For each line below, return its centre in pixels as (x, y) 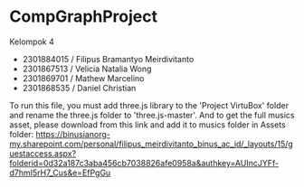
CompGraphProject (84, 17)
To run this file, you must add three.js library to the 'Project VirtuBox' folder (149, 105)
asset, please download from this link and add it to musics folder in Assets (148, 125)
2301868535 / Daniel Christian (79, 88)
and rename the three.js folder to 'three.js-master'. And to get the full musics (152, 115)
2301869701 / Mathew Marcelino (83, 78)
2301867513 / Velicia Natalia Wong (87, 69)
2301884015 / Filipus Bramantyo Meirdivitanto (108, 59)
